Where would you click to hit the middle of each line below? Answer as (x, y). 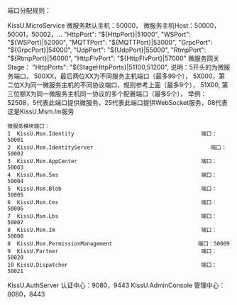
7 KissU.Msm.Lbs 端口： (112, 216)
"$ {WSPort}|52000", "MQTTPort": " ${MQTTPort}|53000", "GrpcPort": (110, 42)
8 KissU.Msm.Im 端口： (112, 230)
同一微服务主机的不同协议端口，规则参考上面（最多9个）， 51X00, (125, 85)
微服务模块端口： (29, 126)
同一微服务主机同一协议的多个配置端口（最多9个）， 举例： (122, 94)
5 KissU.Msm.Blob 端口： (112, 189)
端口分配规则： (29, 10)
